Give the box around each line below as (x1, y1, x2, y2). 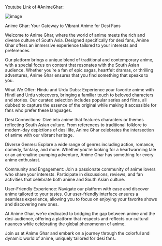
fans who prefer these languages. (5, 107, 73, 113)
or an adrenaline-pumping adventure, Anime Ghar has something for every (5, 152, 154, 158)
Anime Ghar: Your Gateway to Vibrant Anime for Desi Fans (5, 23, 121, 29)
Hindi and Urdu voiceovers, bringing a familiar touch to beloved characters (5, 92, 154, 98)
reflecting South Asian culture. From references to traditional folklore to (5, 122, 147, 128)
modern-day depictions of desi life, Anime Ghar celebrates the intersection (5, 127, 154, 132)
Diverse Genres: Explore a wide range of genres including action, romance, (5, 142, 155, 147)
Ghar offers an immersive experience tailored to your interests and (5, 43, 137, 48)
